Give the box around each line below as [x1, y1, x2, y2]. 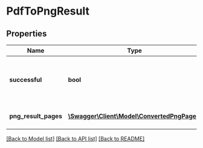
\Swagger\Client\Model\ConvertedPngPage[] [68, 112, 201, 120]
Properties [6, 29, 47, 39]
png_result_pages [9, 112, 62, 120]
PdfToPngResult [6, 4, 89, 18]
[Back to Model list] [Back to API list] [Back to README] [6, 135, 145, 142]
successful [9, 76, 42, 84]
